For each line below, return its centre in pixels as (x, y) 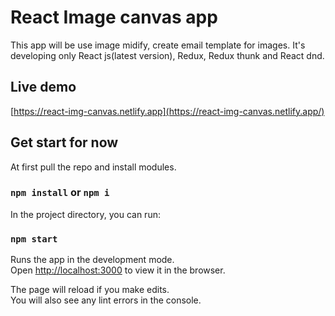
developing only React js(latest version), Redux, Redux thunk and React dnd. (167, 55)
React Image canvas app (114, 17)
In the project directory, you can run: (85, 214)
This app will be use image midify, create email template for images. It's (158, 45)
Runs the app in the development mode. (92, 260)
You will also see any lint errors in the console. (106, 300)
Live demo (43, 87)
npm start (34, 239)
